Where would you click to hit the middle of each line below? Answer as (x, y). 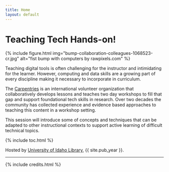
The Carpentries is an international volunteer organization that (70, 89)
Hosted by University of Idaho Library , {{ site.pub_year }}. (65, 150)
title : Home (18, 10)
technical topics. (22, 131)
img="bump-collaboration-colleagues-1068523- (103, 53)
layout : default (22, 15)
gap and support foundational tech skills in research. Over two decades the (83, 100)
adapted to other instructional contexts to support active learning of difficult (84, 125)
